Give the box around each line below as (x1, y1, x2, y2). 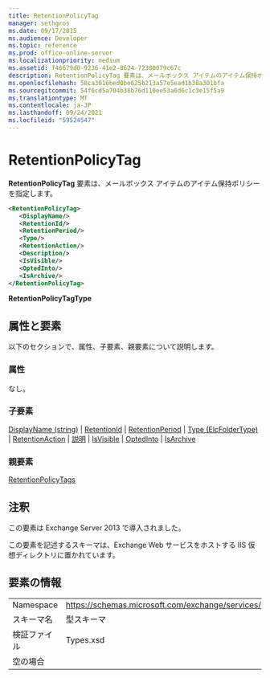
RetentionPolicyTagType (8, 294, 92, 304)
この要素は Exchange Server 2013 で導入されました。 (8, 523, 186, 533)
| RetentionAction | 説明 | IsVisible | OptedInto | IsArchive (8, 434, 196, 443)
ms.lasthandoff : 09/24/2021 (8, 109, 103, 117)
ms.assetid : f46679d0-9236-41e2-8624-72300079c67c (8, 64, 182, 72)
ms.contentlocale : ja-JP (8, 101, 92, 109)
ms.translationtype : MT (8, 94, 88, 102)
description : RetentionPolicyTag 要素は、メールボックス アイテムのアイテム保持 (8, 71, 258, 80)
